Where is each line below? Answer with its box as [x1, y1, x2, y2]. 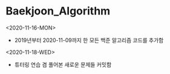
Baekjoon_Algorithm [5, 4, 111, 18]
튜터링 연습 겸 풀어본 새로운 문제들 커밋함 [14, 61, 112, 68]
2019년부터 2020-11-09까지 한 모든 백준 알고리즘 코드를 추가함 [14, 36, 164, 43]
